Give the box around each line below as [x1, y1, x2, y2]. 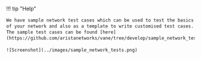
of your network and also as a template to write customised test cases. [6, 23, 194, 29]
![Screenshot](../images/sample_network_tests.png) [6, 47, 138, 53]
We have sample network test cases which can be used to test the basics [6, 17, 194, 23]
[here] [99, 29, 117, 35]
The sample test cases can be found [6, 29, 98, 35]
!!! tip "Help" [6, 5, 36, 12]
